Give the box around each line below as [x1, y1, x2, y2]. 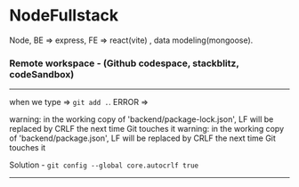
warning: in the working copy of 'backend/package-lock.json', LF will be [9, 114, 274, 125]
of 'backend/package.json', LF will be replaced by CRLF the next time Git [9, 133, 276, 143]
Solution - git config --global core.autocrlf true [9, 159, 199, 170]
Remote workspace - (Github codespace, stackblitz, [9, 57, 239, 69]
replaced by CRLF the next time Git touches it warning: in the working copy [9, 124, 285, 134]
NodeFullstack [9, 5, 118, 26]
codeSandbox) [9, 68, 75, 80]
